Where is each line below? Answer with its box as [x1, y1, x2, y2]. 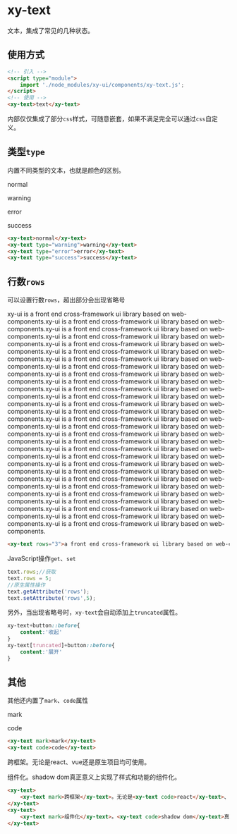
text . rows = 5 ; [7, 575, 52, 582]
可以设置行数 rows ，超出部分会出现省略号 [7, 295, 126, 305]
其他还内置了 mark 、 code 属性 [7, 697, 89, 705]
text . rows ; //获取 [7, 568, 56, 575]
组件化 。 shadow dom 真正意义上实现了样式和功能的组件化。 [7, 773, 181, 781]
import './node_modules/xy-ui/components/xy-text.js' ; [20, 81, 185, 88]
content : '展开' [20, 648, 63, 656]
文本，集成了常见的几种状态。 [7, 26, 94, 35]
